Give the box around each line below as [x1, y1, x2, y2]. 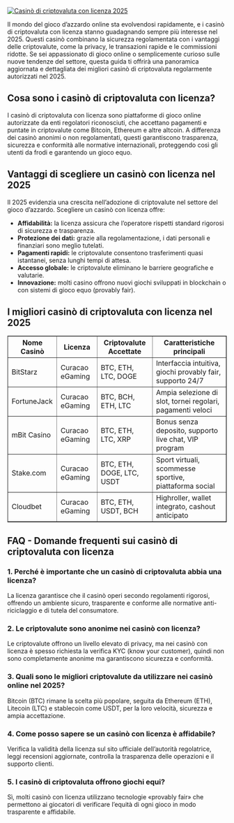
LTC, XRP [100, 434, 131, 444]
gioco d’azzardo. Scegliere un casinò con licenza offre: [7, 205, 165, 213]
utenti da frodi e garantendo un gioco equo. [7, 148, 132, 157]
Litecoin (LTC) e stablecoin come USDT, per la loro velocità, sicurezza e [7, 703, 213, 713]
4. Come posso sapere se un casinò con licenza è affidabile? [7, 729, 216, 738]
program [155, 443, 185, 453]
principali [173, 347, 205, 357]
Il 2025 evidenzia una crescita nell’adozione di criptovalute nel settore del [7, 198, 218, 206]
